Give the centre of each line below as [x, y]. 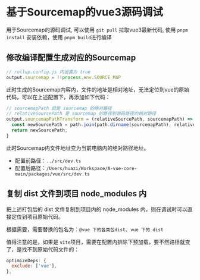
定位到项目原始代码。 [37, 216]
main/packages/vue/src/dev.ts [52, 174]
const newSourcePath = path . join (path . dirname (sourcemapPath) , [91, 125]
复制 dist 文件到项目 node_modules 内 [76, 194]
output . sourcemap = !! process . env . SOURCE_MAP [63, 77]
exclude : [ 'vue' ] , [35, 266]
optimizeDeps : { [26, 260]
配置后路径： [30, 168]
